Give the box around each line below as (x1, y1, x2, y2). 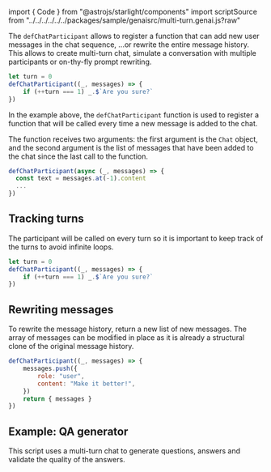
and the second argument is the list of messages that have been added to (8, 142, 254, 152)
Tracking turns (8, 212, 85, 226)
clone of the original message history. (8, 342, 134, 351)
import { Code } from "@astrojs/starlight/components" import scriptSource (8, 7, 257, 16)
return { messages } (23, 394, 92, 403)
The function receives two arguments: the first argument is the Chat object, (8, 134, 259, 144)
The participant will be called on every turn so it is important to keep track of (8, 233, 264, 243)
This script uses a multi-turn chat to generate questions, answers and (8, 446, 241, 456)
